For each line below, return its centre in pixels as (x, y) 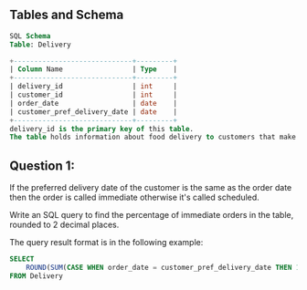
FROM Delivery (37, 276)
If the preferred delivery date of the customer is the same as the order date (151, 188)
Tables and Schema (67, 15)
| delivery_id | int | (94, 87)
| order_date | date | (94, 103)
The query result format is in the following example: (106, 243)
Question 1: (42, 166)
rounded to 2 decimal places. (64, 225)
